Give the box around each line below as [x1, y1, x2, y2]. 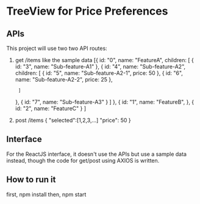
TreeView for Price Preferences [6, 4, 168, 18]
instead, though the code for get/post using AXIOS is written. [6, 157, 160, 164]
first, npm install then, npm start [6, 191, 87, 198]
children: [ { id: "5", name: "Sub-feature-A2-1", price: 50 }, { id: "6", [15, 69, 183, 77]
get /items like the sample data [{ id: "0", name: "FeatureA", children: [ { [15, 57, 194, 63]
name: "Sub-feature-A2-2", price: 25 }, [15, 76, 113, 83]
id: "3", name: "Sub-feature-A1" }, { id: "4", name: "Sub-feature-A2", [15, 63, 186, 70]
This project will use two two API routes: [6, 44, 108, 52]
